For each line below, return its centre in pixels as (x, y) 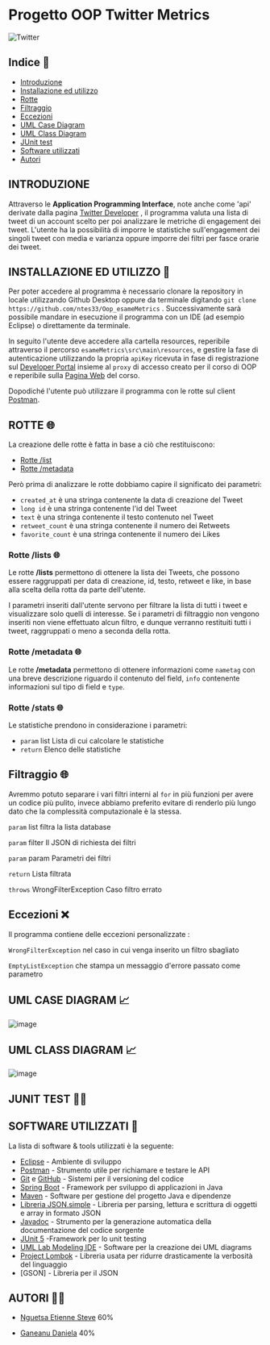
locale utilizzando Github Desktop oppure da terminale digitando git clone (132, 300)
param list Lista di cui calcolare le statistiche (92, 741)
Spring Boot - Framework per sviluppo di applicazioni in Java (121, 1187)
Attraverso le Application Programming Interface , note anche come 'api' (130, 204)
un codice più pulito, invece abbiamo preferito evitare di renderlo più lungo (132, 802)
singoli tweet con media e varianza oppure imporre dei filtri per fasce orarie (134, 238)
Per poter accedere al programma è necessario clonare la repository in (126, 291)
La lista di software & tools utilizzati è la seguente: (91, 1146)
